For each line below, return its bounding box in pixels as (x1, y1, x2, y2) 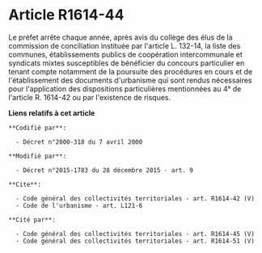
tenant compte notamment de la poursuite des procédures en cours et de (8, 66, 253, 76)
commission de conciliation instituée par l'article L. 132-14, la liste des (8, 40, 241, 50)
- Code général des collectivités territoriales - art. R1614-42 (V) (15, 194, 255, 203)
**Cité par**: (8, 216, 57, 224)
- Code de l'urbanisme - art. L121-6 (15, 201, 143, 209)
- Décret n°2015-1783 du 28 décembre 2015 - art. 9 (15, 166, 194, 175)
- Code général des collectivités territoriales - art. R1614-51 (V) (15, 237, 255, 245)
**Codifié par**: (8, 124, 67, 132)
